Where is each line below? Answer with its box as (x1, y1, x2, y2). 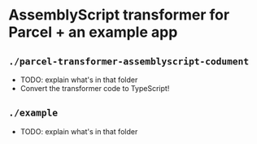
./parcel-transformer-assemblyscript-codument (8, 55, 250, 67)
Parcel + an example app (8, 23, 178, 41)
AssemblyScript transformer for (8, 6, 230, 24)
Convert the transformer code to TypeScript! (20, 84, 170, 93)
